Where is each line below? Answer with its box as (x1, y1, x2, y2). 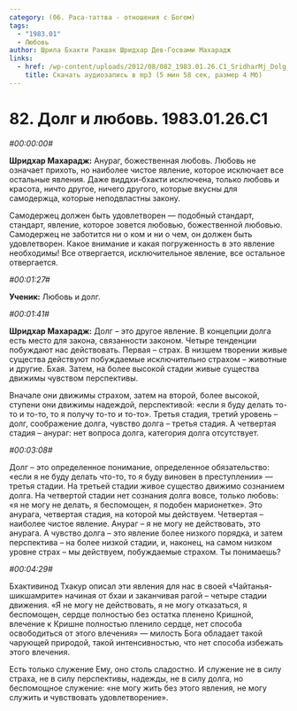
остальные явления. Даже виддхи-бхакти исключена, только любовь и (9, 174, 280, 184)
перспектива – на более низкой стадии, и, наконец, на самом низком (9, 537, 272, 547)
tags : (9, 21, 29, 30)
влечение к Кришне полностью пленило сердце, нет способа (9, 618, 243, 629)
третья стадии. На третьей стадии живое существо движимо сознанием (9, 480, 285, 491)
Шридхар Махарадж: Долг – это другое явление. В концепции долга (9, 325, 271, 336)
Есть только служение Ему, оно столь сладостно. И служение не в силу (9, 663, 282, 674)
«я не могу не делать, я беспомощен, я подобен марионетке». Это (9, 499, 263, 510)
